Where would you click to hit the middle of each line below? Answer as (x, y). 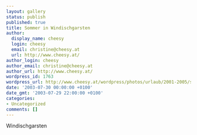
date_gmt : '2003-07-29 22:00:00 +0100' (55, 93)
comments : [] (22, 109)
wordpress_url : (25, 82)
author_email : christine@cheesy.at (50, 66)
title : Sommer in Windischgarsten (48, 28)
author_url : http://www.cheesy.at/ (50, 71)
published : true (26, 22)
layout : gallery (26, 11)
